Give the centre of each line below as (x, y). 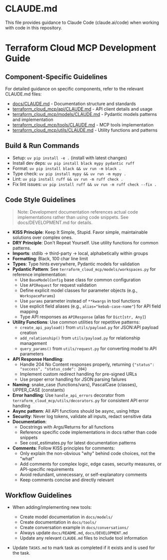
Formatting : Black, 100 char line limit (50, 258)
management (33, 343)
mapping (29, 311)
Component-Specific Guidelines (56, 77)
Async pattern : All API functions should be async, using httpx (76, 411)
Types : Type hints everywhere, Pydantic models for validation (76, 264)
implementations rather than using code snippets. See (73, 217)
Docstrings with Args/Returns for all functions (67, 427)
